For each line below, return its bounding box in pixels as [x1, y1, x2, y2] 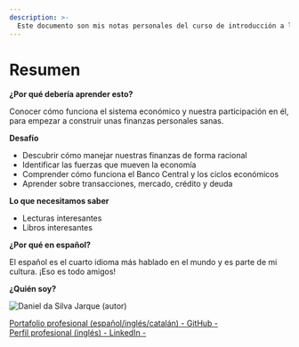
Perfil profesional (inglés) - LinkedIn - [9, 327, 147, 338]
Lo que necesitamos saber [9, 196, 109, 206]
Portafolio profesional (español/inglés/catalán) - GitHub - [9, 318, 219, 329]
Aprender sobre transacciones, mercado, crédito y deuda [21, 179, 233, 190]
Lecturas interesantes [21, 213, 102, 223]
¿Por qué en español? [9, 239, 92, 250]
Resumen [9, 60, 81, 80]
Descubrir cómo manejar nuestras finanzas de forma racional [21, 150, 247, 161]
